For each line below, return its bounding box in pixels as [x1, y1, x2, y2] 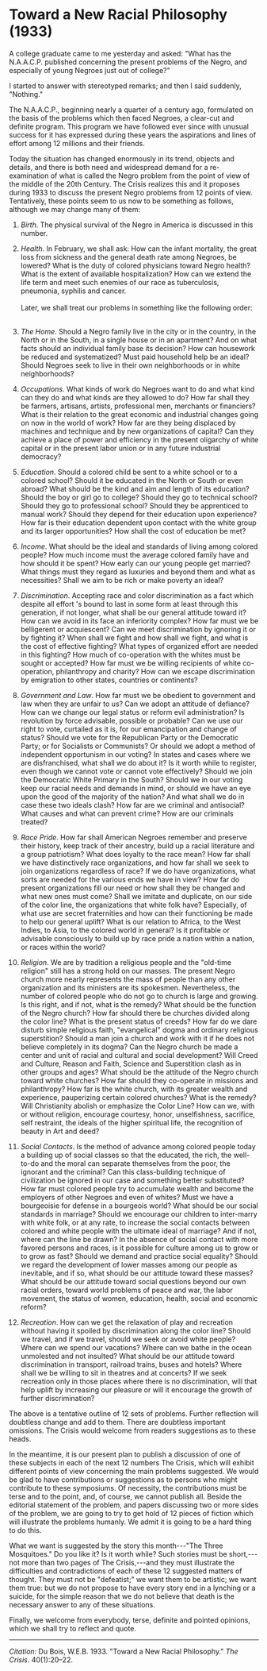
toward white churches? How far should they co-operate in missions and [20, 1075, 258, 1085]
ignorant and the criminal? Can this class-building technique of [20, 1167, 226, 1176]
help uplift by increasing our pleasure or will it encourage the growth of [20, 1384, 253, 1395]
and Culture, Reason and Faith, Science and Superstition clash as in [20, 1059, 242, 1068]
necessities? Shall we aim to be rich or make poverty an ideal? [20, 575, 224, 585]
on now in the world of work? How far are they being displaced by [20, 418, 236, 427]
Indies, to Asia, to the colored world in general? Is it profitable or [20, 925, 231, 935]
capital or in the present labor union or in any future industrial [20, 443, 221, 453]
